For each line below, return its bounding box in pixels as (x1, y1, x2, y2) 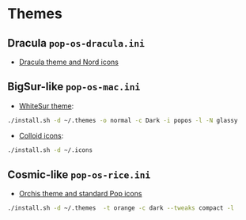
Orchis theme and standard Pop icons (18, 189, 142, 199)
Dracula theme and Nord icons (18, 57, 119, 66)
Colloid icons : (18, 131, 64, 140)
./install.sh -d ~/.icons (7, 146, 93, 154)
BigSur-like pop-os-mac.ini (7, 80, 141, 93)
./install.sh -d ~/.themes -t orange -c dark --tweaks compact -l (7, 204, 235, 212)
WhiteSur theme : (18, 101, 74, 111)
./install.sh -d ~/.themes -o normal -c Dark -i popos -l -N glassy (7, 116, 238, 124)
